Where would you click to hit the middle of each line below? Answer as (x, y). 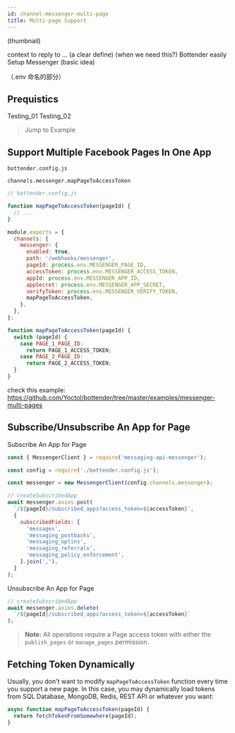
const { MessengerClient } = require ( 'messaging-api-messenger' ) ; (107, 458)
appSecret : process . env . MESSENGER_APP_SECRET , (96, 285)
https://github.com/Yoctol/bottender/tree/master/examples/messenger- (111, 397)
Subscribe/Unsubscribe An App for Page (99, 427)
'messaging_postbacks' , (61, 535)
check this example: (36, 390)
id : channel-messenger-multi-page (58, 14)
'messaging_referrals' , (61, 549)
